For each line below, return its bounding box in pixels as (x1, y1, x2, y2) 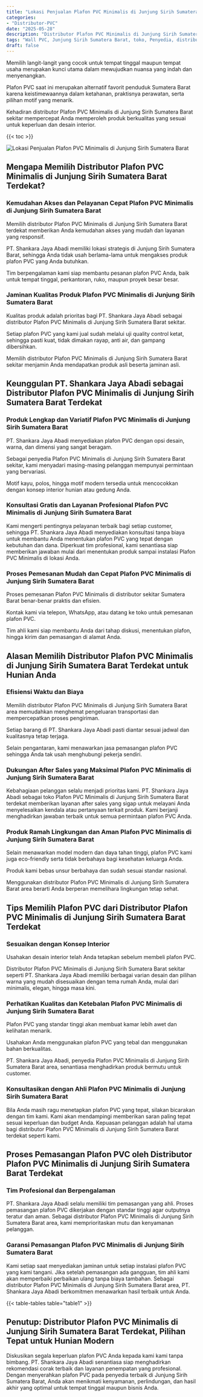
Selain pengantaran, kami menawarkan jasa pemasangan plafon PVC (6, 744, 178, 751)
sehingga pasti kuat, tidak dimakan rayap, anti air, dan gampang (6, 336, 166, 344)
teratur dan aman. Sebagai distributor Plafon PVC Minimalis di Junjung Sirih (6, 1213, 194, 1220)
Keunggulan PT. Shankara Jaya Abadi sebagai (6, 379, 184, 389)
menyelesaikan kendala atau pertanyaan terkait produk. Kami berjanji (6, 806, 178, 814)
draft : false (6, 43, 39, 49)
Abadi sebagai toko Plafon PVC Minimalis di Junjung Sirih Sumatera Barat (6, 794, 189, 801)
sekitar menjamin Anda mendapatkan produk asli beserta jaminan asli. (6, 361, 181, 368)
